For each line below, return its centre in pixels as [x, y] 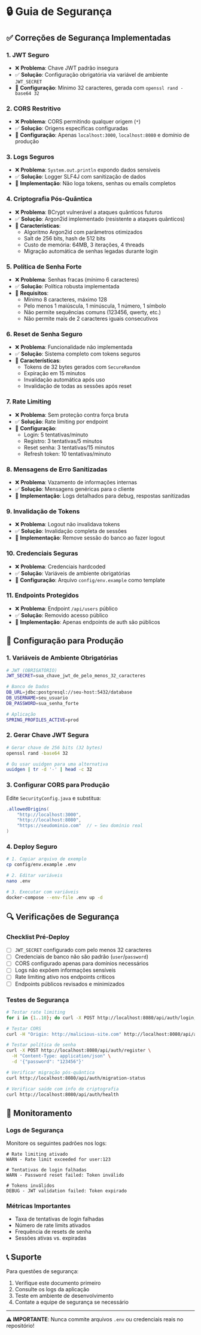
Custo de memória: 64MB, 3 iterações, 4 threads [84, 245]
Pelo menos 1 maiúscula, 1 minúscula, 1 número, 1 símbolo [95, 306]
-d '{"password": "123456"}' [48, 1062]
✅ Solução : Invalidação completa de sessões [71, 531]
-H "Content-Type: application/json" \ [61, 1056]
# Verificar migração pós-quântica [51, 1072]
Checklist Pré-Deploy [38, 937]
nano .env [19, 881]
